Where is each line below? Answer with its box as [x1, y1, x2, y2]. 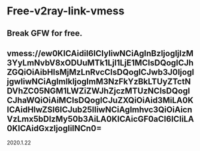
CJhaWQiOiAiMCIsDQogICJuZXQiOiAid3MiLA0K [7, 95, 194, 105]
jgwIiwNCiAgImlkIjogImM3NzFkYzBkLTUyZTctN [7, 76, 191, 86]
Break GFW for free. [7, 28, 83, 38]
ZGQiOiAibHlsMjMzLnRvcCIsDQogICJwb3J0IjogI [7, 67, 195, 77]
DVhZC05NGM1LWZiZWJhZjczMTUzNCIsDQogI [7, 86, 190, 96]
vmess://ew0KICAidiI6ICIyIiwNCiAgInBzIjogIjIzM [7, 48, 194, 58]
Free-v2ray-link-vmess [7, 4, 125, 18]
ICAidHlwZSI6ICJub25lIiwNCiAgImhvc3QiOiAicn [7, 104, 193, 114]
